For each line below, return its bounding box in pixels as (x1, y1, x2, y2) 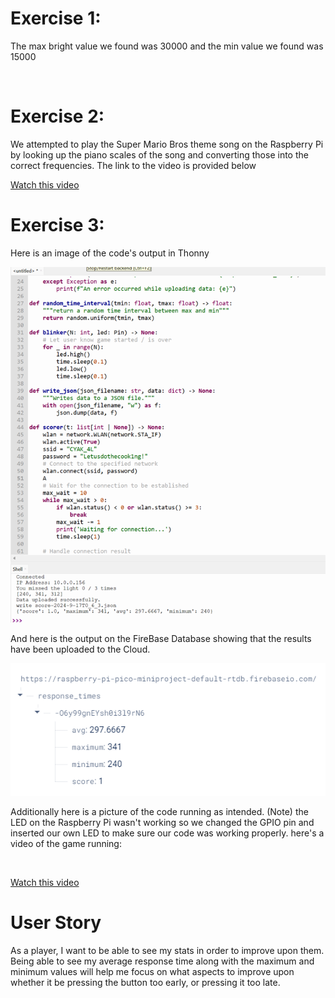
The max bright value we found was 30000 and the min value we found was (10, 40, 324, 52)
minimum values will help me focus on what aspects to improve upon (10, 966, 295, 978)
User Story (10, 912, 102, 934)
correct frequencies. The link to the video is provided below (10, 159, 257, 171)
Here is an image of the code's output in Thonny (10, 247, 210, 259)
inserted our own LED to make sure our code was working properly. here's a (10, 827, 325, 839)
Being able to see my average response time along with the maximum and (10, 955, 315, 967)
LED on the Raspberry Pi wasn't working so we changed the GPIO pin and (10, 817, 315, 829)
